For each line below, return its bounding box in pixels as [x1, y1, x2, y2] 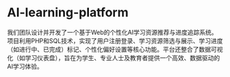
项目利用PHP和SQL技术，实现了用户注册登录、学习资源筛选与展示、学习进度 [7, 36, 223, 45]
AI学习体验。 [7, 62, 43, 70]
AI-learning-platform [7, 5, 129, 20]
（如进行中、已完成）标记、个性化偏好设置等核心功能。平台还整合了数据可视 [7, 45, 223, 53]
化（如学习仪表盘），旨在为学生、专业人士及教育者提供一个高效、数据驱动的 [7, 53, 220, 62]
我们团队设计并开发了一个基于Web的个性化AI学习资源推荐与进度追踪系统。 [7, 28, 218, 36]
